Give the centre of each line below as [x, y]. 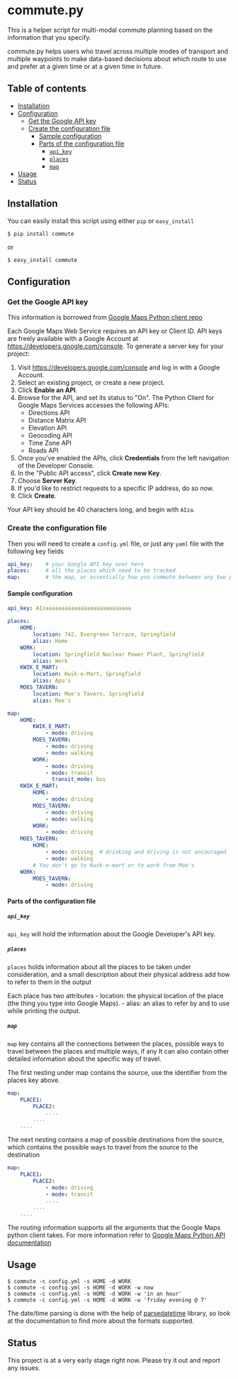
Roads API [43, 450]
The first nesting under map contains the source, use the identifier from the [118, 1072]
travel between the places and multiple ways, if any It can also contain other [118, 1051]
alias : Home [51, 641]
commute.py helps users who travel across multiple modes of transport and [118, 51]
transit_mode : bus [79, 779]
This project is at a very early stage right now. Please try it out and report [114, 1360]
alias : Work [51, 661]
